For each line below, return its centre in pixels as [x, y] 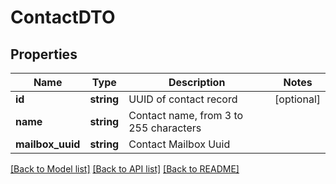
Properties [44, 54]
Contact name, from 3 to [186, 115]
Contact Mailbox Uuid [179, 144]
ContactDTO [63, 17]
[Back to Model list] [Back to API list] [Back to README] [125, 169]
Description [197, 82]
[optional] [297, 99]
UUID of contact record [183, 99]
